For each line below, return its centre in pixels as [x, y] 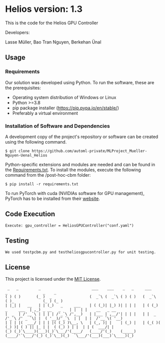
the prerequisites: [23, 88]
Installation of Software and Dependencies [57, 126]
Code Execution [30, 214]
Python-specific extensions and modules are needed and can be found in [80, 164]
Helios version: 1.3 [44, 9]
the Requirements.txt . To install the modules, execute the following [73, 170]
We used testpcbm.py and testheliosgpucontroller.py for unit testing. [81, 252]
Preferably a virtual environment [45, 113]
